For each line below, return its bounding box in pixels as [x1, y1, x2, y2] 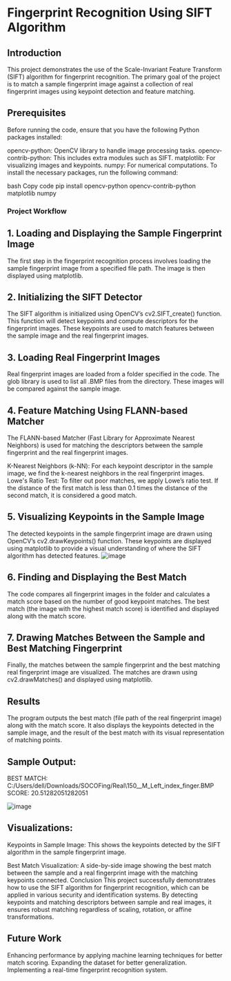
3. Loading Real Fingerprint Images [7, 351, 161, 363]
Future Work [7, 933, 62, 944]
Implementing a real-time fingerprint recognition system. [7, 965, 168, 974]
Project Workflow [7, 206, 67, 215]
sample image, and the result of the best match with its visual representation [7, 728, 225, 737]
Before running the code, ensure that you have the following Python [7, 126, 200, 134]
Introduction [7, 47, 62, 59]
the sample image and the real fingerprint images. [7, 331, 149, 340]
